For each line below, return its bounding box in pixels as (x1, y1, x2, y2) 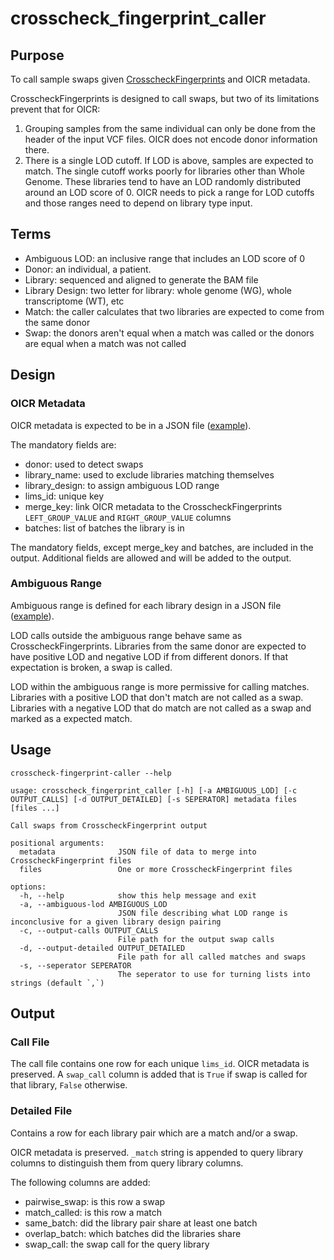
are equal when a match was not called (24, 337, 187, 349)
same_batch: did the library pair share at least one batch (24, 1217, 258, 1229)
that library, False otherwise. (10, 1079, 128, 1091)
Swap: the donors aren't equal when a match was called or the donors (24, 327, 315, 339)
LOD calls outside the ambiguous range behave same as (10, 629, 243, 641)
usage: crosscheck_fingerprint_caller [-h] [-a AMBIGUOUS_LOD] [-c (10, 785, 298, 796)
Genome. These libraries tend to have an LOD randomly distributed (24, 176, 301, 187)
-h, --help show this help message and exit (19, 890, 257, 901)
